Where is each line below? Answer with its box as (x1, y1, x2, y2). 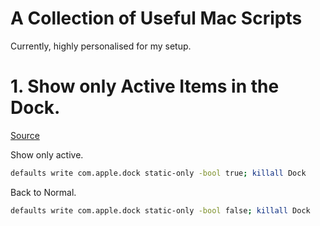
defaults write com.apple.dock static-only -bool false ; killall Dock (10, 205, 311, 216)
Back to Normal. (10, 186, 77, 198)
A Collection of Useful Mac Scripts (10, 7, 303, 30)
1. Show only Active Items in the (10, 75, 280, 98)
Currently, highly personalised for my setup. (10, 40, 192, 52)
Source (10, 129, 40, 141)
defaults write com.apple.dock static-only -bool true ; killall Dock (10, 168, 307, 178)
